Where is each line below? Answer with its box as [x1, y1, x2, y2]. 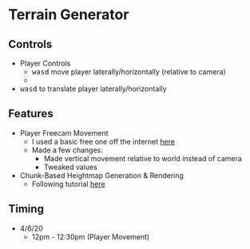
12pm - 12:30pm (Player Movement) [31, 231, 150, 241]
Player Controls [19, 58, 71, 68]
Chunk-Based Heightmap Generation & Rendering [19, 170, 184, 180]
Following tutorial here [31, 179, 105, 188]
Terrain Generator [8, 6, 129, 24]
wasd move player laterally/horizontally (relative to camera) [31, 67, 226, 77]
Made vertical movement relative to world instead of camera [43, 153, 242, 163]
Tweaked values [43, 162, 97, 172]
